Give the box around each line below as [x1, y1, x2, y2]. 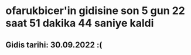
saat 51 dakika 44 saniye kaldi [5, 16, 154, 30]
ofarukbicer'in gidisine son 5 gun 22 [5, 4, 185, 18]
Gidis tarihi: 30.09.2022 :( [5, 40, 103, 50]
